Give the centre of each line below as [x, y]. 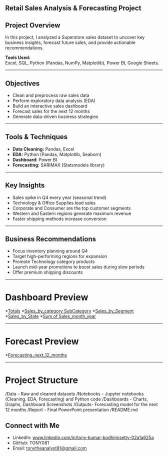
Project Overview [33, 25]
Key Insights [25, 185]
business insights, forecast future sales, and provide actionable [70, 42]
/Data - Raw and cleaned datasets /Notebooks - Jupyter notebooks [74, 394]
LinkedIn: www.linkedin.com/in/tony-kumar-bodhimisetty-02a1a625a [83, 437]
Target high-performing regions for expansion [60, 256]
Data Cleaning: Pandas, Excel [43, 149]
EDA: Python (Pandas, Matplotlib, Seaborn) [57, 154]
